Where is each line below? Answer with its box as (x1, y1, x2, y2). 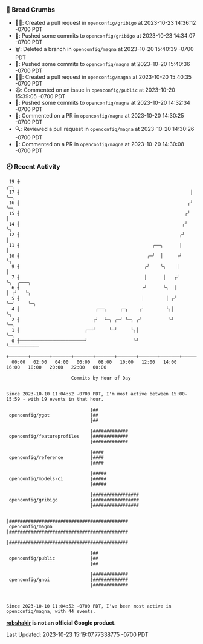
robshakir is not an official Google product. (6, 619, 116, 626)
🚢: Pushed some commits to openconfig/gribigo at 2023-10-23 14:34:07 (14, 32, 196, 39)
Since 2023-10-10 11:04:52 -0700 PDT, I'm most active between (6, 391, 169, 397)
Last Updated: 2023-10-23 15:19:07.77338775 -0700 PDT (6, 631, 149, 638)
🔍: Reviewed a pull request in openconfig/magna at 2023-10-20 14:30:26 (14, 126, 195, 133)
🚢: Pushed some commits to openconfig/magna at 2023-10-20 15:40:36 (14, 61, 190, 68)
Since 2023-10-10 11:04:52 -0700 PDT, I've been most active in (6, 603, 172, 609)
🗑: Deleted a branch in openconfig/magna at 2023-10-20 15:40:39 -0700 (14, 45, 195, 53)
